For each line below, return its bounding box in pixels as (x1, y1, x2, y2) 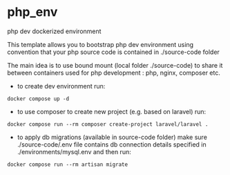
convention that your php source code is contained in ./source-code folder (7, 48, 220, 56)
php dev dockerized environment (7, 27, 102, 35)
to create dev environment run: (17, 82, 106, 90)
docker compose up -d (7, 95, 70, 102)
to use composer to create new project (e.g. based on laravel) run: (17, 107, 207, 116)
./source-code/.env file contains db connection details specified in (17, 140, 207, 149)
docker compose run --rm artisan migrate (7, 160, 128, 168)
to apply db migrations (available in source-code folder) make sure (17, 133, 207, 141)
